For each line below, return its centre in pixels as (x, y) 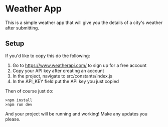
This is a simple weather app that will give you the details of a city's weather (84, 22)
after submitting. (22, 27)
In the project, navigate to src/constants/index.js (62, 76)
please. (13, 119)
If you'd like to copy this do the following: (48, 55)
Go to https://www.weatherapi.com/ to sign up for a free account (79, 65)
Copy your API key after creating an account (58, 70)
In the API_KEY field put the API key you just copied (66, 81)
